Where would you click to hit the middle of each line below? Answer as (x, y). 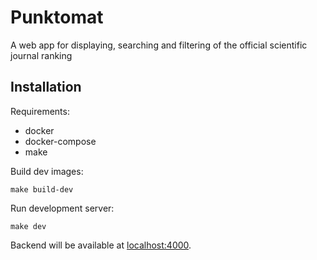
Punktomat (57, 17)
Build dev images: (47, 171)
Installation (46, 87)
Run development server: (62, 208)
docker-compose (60, 141)
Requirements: (40, 111)
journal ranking (41, 55)
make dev (28, 226)
